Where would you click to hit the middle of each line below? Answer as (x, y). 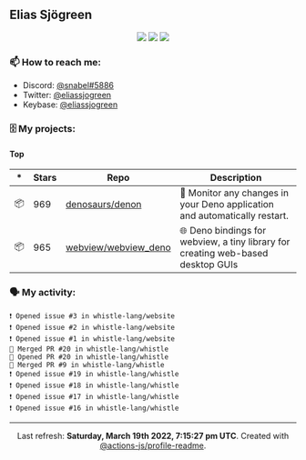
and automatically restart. (235, 215)
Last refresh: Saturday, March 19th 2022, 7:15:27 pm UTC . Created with (153, 435)
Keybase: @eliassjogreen (70, 105)
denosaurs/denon (103, 205)
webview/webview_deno (118, 247)
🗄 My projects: (42, 129)
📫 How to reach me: (56, 62)
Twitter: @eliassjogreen (67, 95)
